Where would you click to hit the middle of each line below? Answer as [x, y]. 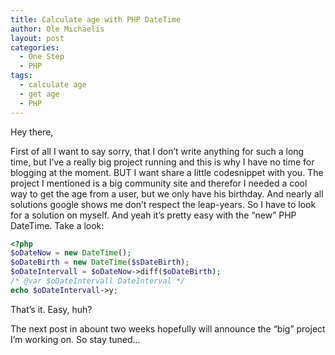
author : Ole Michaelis [57, 29]
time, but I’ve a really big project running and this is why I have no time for [162, 162]
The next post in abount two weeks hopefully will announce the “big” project [168, 328]
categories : [35, 47]
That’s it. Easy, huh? [51, 309]
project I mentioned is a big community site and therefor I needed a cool [159, 183]
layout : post [37, 38]
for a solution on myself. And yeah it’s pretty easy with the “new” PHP [153, 215]
